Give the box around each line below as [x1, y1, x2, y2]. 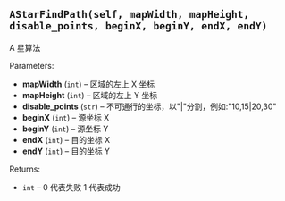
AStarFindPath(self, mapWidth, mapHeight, [9, 8, 250, 21]
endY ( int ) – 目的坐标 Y [21, 146, 110, 156]
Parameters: [9, 60, 54, 71]
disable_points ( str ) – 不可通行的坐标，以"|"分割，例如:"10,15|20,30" [21, 101, 277, 112]
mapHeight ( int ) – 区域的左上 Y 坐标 [21, 89, 158, 100]
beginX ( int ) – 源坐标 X [21, 112, 110, 122]
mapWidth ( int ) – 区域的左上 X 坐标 [21, 79, 155, 89]
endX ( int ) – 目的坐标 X [21, 134, 111, 145]
